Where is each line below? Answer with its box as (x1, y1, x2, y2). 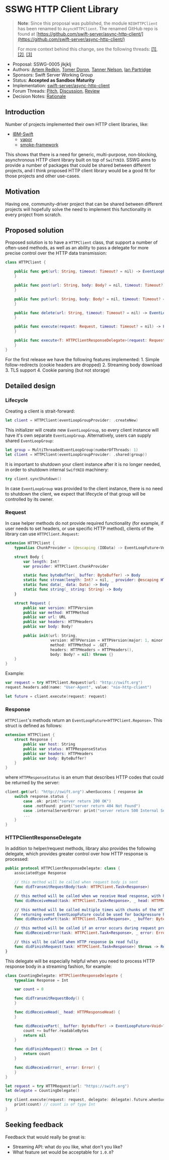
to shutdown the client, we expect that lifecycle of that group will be (5, 491, 146, 497)
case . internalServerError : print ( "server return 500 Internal (23, 808, 158, 813)
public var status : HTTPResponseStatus (23, 746, 107, 752)
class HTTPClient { (5, 260, 46, 265)
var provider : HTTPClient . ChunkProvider (23, 564, 109, 569)
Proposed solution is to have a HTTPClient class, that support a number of (5, 239, 158, 245)
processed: (5, 856, 29, 862)
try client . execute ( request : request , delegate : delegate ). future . (5, 1097, 150, 1103)
